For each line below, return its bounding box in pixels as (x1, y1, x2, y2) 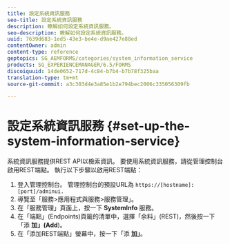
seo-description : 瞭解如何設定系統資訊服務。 (7, 29, 127, 37)
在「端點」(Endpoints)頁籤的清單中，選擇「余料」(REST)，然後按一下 (17, 212, 215, 221)
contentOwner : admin (7, 42, 67, 49)
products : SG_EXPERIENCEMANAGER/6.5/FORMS (7, 61, 131, 68)
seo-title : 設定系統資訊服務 (7, 17, 83, 23)
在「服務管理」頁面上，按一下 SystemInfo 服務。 (17, 204, 157, 212)
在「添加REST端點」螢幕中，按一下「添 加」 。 (17, 230, 147, 238)
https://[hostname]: (135, 182, 195, 189)
